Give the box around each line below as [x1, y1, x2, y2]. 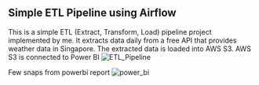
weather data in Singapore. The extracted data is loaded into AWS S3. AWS [8, 43, 251, 54]
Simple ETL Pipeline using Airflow [8, 6, 177, 20]
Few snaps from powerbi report [8, 67, 110, 77]
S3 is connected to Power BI [8, 52, 100, 61]
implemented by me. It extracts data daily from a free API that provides [8, 35, 237, 45]
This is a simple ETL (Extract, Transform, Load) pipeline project [8, 27, 212, 36]
